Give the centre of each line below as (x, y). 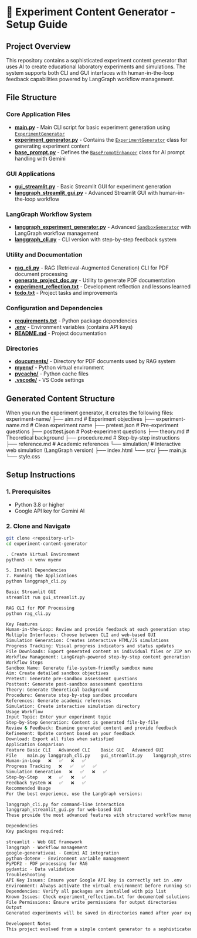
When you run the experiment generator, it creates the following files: (90, 413)
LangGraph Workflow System (49, 214)
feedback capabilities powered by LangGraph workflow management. (90, 79)
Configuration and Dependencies (55, 308)
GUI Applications (31, 174)
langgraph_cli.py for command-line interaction (65, 804)
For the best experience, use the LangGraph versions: (74, 794)
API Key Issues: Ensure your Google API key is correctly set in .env (94, 880)
